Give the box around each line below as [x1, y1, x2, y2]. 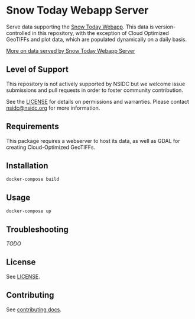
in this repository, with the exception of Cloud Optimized [32, 29, 170, 36]
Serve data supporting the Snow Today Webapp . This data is [6, 23, 154, 30]
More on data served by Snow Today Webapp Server [6, 47, 135, 54]
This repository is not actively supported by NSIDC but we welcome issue [6, 80, 186, 87]
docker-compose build [6, 176, 60, 183]
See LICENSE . [6, 273, 40, 280]
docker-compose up [6, 208, 51, 214]
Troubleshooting [6, 224, 69, 234]
